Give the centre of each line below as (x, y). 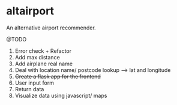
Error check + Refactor (43, 51)
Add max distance (37, 57)
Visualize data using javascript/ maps (61, 95)
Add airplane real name (44, 64)
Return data (29, 89)
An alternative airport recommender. (51, 28)
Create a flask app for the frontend (58, 76)
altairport (30, 11)
